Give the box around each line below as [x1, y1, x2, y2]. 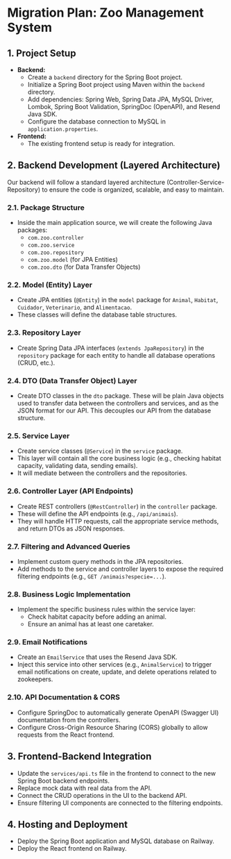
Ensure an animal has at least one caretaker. [27, 620, 154, 628]
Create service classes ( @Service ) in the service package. [17, 447, 183, 456]
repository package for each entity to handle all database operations [17, 351, 216, 359]
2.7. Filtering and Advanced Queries [7, 542, 130, 551]
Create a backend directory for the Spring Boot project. [27, 73, 182, 81]
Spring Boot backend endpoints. [17, 776, 110, 785]
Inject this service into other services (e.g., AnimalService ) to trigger [17, 660, 212, 669]
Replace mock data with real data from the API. [17, 783, 153, 792]
